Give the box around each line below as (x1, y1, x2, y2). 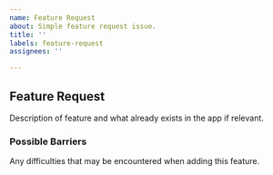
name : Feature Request (9, 13, 96, 23)
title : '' (9, 30, 47, 39)
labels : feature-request (9, 38, 104, 48)
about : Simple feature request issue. (9, 22, 157, 31)
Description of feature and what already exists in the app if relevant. (9, 112, 264, 123)
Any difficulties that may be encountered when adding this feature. (9, 156, 260, 167)
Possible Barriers (9, 135, 87, 148)
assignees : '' (9, 47, 64, 56)
